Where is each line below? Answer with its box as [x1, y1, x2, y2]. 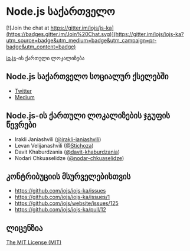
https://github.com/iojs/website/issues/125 [14, 200, 119, 207]
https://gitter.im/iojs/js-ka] [50, 24, 114, 31]
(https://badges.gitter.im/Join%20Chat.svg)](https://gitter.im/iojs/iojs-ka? [6, 30, 184, 37]
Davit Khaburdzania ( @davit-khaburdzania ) [14, 148, 120, 155]
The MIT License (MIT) [6, 239, 62, 246]
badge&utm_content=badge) [6, 43, 76, 50]
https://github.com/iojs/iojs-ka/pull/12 [14, 206, 106, 213]
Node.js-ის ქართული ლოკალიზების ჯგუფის [6, 111, 171, 121]
